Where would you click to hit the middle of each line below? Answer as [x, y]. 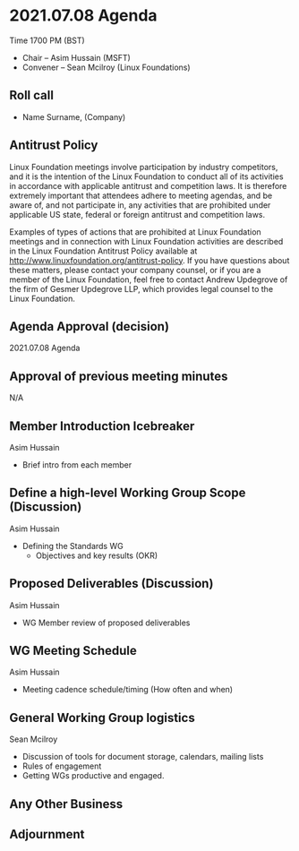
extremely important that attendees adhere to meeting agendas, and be [141, 195]
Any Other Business [66, 804]
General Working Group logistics [102, 718]
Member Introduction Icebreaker [102, 426]
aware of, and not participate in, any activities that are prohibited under [140, 205]
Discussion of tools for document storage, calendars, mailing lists [143, 757]
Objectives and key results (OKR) [97, 555]
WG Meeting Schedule [73, 651]
